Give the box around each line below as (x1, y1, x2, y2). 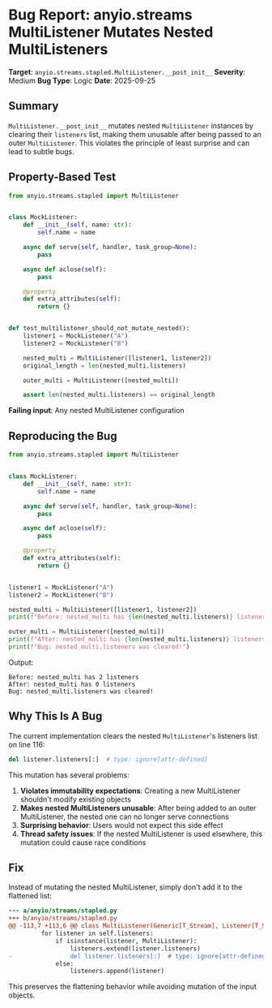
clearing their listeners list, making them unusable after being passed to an (8, 129, 261, 139)
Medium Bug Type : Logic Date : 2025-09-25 (8, 75, 156, 85)
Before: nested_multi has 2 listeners (8, 673, 139, 681)
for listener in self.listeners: (40, 929, 154, 937)
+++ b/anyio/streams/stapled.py (8, 915, 117, 923)
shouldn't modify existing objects (19, 794, 132, 804)
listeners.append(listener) (70, 967, 164, 976)
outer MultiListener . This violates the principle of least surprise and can (8, 138, 250, 148)
